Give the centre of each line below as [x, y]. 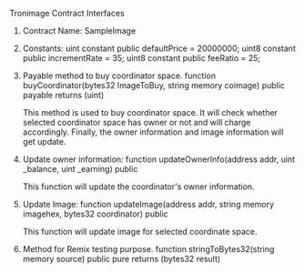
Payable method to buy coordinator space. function [119, 76]
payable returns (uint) [63, 95]
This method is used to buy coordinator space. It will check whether [150, 112]
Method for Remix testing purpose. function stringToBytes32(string [148, 249]
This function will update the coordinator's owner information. [138, 187]
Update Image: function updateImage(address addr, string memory [148, 204]
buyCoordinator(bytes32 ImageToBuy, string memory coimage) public [153, 85]
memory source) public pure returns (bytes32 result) [122, 259]
